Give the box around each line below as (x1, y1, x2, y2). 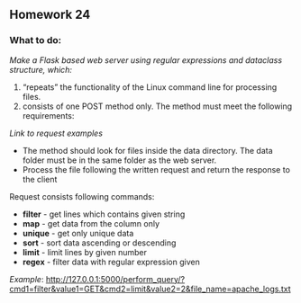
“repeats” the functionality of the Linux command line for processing (22, 81, 278, 93)
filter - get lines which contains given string (22, 209, 186, 219)
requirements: (22, 110, 75, 120)
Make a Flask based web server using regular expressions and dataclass (9, 54, 282, 66)
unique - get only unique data (22, 227, 134, 238)
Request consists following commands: (9, 191, 155, 201)
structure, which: (9, 64, 72, 75)
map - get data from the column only (22, 218, 160, 228)
